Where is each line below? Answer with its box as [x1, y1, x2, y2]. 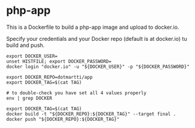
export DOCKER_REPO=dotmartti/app [6, 74, 93, 80]
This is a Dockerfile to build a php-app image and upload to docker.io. [6, 23, 179, 31]
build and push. [6, 41, 45, 49]
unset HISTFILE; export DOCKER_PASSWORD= [6, 58, 112, 64]
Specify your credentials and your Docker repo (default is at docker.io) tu [6, 35, 188, 42]
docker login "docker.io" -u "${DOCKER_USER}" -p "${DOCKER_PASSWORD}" [6, 64, 190, 70]
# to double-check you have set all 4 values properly [6, 90, 147, 96]
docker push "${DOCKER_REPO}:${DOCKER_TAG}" [6, 116, 120, 122]
